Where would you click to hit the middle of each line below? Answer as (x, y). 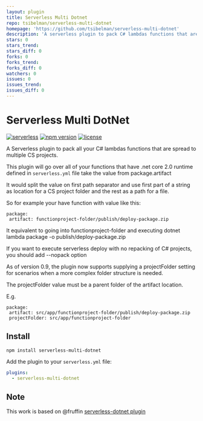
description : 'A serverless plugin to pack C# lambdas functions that (97, 34)
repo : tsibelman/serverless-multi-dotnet (59, 23)
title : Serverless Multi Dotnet (47, 17)
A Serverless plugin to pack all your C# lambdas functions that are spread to (101, 148)
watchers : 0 (21, 74)
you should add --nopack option (47, 255)
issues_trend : (24, 85)
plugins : (17, 372)
